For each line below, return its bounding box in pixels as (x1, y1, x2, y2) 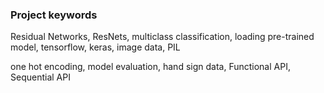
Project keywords (10, 8, 98, 22)
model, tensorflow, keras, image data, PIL (10, 41, 181, 53)
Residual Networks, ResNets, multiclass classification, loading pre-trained (10, 31, 315, 43)
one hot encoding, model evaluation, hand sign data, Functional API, (10, 61, 291, 73)
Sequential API (10, 71, 71, 83)
